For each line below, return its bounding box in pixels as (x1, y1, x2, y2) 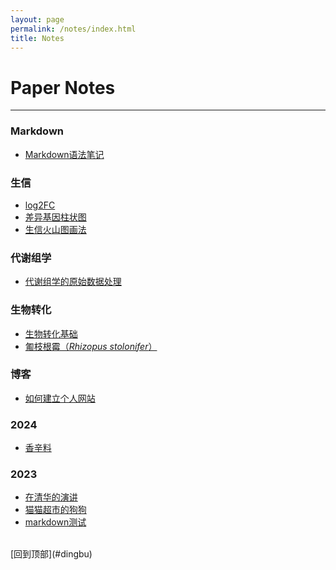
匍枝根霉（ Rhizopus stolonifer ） (24, 340, 158, 352)
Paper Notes (10, 76, 116, 99)
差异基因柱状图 (24, 211, 87, 223)
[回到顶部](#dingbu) (10, 548, 93, 560)
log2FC (24, 199, 56, 211)
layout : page (10, 14, 65, 25)
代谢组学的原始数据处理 (24, 276, 122, 288)
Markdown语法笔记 (24, 148, 105, 160)
